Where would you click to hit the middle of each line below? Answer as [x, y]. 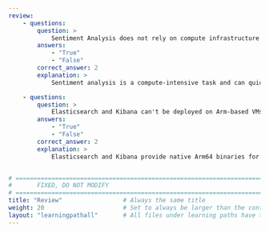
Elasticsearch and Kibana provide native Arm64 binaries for [155, 157]
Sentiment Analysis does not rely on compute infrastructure [155, 38]
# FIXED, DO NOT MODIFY [59, 186]
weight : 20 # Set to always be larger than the [127, 208]
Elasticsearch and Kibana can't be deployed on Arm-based [150, 112]
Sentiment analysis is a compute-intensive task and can [148, 82]
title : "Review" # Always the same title [107, 201]
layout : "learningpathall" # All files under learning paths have [132, 215]
